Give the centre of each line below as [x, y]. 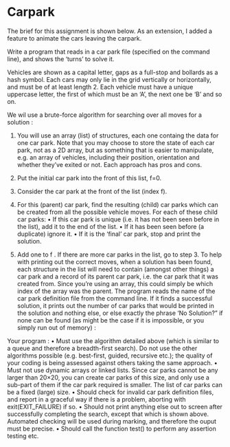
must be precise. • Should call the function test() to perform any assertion [112, 428]
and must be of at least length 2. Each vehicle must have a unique [100, 87]
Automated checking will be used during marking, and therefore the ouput [112, 421]
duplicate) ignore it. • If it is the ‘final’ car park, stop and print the [109, 234]
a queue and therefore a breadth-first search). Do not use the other [102, 348]
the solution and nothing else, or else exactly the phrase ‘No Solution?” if [120, 313]
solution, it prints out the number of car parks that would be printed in [115, 305]
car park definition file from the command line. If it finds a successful [115, 298]
